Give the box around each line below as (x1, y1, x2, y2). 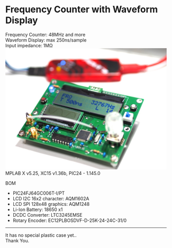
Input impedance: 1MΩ (5, 42, 53, 48)
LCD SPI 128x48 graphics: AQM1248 (12, 201, 90, 207)
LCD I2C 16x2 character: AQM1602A (12, 195, 90, 201)
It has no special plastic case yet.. (5, 232, 77, 238)
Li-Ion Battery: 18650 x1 (12, 206, 63, 213)
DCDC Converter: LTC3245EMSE (12, 212, 83, 218)
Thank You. (5, 237, 30, 243)
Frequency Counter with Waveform (5, 4, 158, 15)
